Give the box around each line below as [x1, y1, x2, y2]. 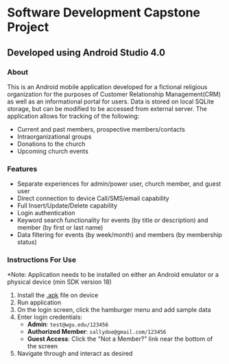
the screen [27, 342, 58, 350]
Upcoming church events [16, 147, 89, 155]
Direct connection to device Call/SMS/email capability [16, 194, 169, 203]
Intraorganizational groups [16, 132, 92, 141]
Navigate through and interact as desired [16, 350, 133, 358]
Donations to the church [16, 139, 86, 148]
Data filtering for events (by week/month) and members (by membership [16, 231, 223, 239]
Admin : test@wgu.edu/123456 [27, 320, 108, 328]
